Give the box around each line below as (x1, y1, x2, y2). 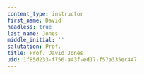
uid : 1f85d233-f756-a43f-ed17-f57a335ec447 (7, 56, 138, 63)
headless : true (7, 23, 52, 30)
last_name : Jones (7, 30, 59, 37)
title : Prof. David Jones (7, 50, 83, 57)
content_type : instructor (7, 10, 83, 18)
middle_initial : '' (7, 37, 65, 44)
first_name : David (7, 17, 61, 24)
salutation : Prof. (7, 43, 61, 50)
